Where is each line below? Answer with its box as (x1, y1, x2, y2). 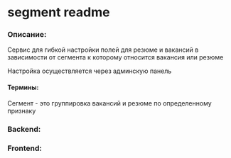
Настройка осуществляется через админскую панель (7, 67, 172, 75)
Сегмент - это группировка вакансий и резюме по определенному (7, 98, 212, 107)
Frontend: (7, 143, 43, 153)
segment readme (7, 4, 110, 21)
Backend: (7, 124, 41, 134)
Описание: (7, 30, 47, 40)
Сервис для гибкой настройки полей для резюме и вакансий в (7, 45, 199, 54)
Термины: (7, 83, 39, 92)
